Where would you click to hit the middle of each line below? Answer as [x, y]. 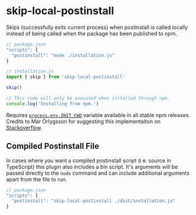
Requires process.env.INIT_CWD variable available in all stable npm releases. [98, 115]
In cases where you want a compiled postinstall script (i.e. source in [89, 160]
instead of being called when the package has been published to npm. [92, 33]
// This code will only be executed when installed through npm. [88, 99]
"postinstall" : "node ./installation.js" [63, 55]
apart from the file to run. [37, 179]
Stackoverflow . [24, 128]
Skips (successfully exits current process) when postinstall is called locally [97, 27]
